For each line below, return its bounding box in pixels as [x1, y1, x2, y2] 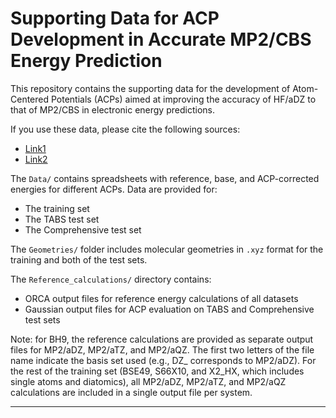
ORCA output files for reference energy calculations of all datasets [24, 292, 299, 304]
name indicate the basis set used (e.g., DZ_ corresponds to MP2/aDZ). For [10, 354, 317, 366]
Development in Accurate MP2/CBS [10, 28, 312, 51]
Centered [10, 93, 50, 105]
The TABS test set [24, 213, 100, 225]
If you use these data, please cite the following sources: [10, 123, 241, 135]
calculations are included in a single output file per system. [10, 386, 253, 398]
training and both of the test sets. [10, 253, 148, 266]
